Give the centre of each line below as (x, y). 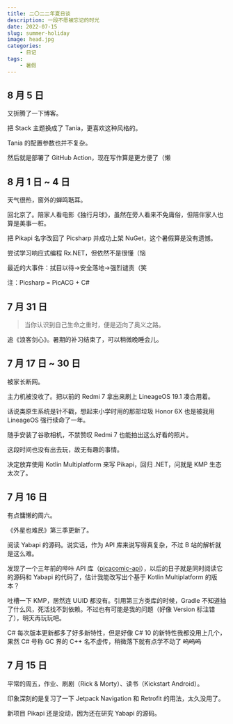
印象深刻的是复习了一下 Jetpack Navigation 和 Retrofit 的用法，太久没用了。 (116, 698)
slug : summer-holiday (39, 33)
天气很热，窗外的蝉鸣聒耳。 (47, 200)
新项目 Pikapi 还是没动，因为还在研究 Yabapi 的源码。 (84, 713)
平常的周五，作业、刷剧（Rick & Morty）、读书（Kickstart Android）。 (105, 684)
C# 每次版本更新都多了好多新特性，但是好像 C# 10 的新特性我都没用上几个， (116, 632)
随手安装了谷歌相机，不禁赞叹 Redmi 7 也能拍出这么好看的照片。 (100, 434)
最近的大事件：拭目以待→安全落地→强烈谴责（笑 (77, 268)
